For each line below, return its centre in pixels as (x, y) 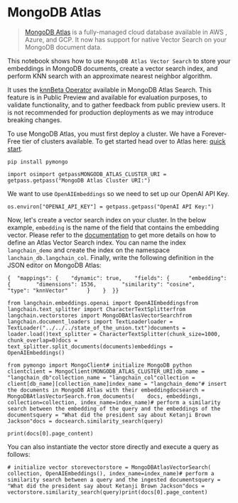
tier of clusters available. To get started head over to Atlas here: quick (124, 141)
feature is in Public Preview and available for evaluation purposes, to (107, 97)
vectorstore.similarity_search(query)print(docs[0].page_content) (108, 492)
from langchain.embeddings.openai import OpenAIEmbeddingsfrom (103, 303)
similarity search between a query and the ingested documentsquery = (114, 480)
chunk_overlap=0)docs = (43, 340)
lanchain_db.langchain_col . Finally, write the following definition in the (111, 257)
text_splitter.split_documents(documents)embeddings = (90, 346)
